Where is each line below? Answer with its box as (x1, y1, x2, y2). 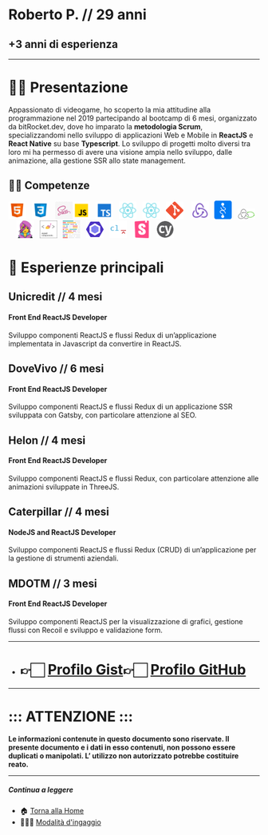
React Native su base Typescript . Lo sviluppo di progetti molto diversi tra (8, 138, 251, 148)
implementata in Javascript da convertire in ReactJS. (8, 338, 182, 348)
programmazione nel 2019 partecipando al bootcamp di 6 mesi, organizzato (8, 113, 258, 123)
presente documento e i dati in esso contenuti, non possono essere (8, 742, 236, 752)
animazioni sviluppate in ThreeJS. (8, 481, 120, 492)
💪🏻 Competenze (8, 179, 90, 192)
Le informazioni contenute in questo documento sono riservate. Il (8, 734, 230, 743)
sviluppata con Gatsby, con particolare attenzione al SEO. (8, 410, 197, 420)
